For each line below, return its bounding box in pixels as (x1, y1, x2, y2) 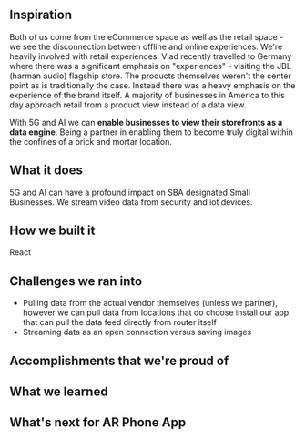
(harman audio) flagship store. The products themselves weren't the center (9, 70, 291, 81)
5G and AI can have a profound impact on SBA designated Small (9, 187, 250, 198)
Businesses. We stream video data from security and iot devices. (9, 196, 253, 208)
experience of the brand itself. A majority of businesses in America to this (9, 89, 285, 100)
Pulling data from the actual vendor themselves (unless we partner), (22, 298, 278, 309)
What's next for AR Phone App (9, 414, 187, 431)
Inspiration (9, 7, 73, 23)
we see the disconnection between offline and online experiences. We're (9, 41, 283, 52)
